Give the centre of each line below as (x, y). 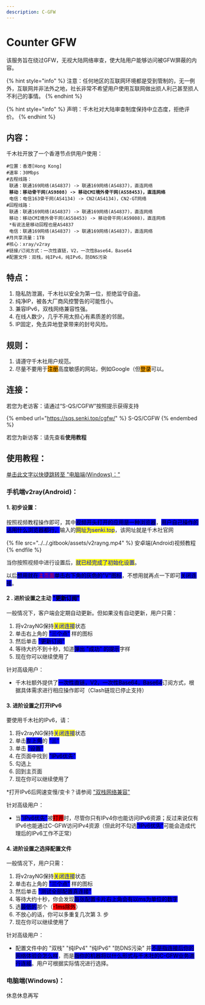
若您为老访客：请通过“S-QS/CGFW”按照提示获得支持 (73, 406)
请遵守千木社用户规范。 (45, 361)
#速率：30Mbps (23, 173)
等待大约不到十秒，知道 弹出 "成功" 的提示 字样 (73, 649)
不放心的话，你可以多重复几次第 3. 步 (62, 914)
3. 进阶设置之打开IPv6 (34, 705)
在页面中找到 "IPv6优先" (45, 756)
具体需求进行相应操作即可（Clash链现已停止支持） (84, 690)
